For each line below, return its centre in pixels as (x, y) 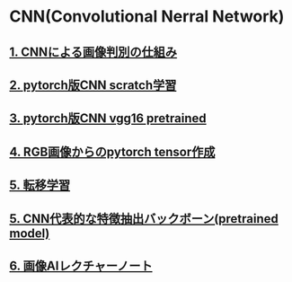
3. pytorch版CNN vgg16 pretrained (108, 119)
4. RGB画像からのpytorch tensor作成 (112, 151)
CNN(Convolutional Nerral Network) (147, 17)
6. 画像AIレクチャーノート (81, 265)
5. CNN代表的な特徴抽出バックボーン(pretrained (144, 219)
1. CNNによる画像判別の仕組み (93, 52)
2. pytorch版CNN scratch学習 (93, 85)
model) (30, 233)
